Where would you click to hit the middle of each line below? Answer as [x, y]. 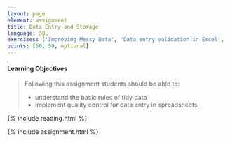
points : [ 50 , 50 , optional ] [48, 46]
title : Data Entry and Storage [53, 27]
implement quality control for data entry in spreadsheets [116, 105]
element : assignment [38, 20]
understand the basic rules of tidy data [91, 98]
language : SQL [28, 33]
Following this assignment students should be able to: [102, 84]
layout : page [26, 14]
